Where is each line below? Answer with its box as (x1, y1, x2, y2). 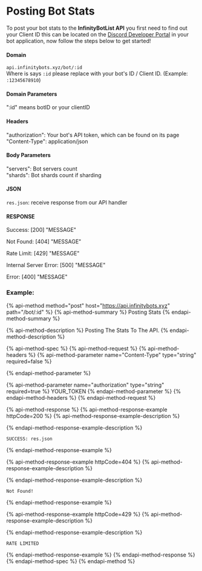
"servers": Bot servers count (6, 165, 77, 172)
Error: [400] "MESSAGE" (6, 273, 68, 280)
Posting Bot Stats (6, 4, 95, 18)
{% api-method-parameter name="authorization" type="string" (6, 381, 165, 389)
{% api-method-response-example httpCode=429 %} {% (6, 511, 150, 518)
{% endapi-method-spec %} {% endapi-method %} (6, 558, 135, 565)
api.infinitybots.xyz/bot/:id (6, 65, 83, 71)
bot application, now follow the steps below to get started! (6, 37, 151, 44)
